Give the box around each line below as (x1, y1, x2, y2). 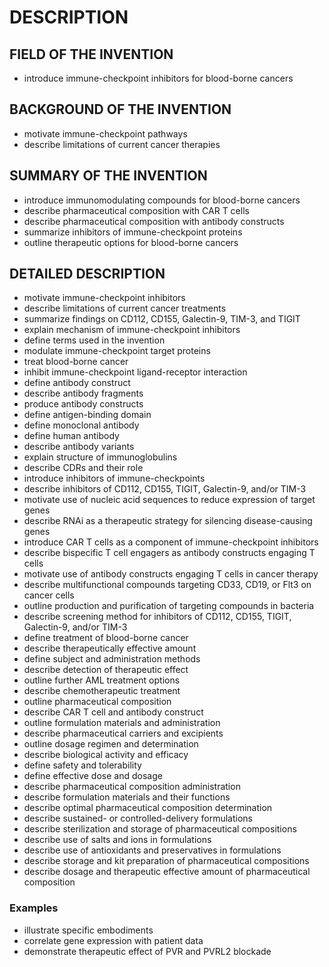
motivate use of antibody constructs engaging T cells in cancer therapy (23, 568, 319, 580)
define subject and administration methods (23, 653, 201, 665)
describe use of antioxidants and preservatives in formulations (23, 844, 282, 856)
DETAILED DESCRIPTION (9, 266, 166, 283)
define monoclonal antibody (23, 419, 140, 431)
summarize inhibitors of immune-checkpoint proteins (23, 226, 243, 238)
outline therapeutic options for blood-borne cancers (23, 236, 239, 248)
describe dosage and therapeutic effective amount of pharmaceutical (23, 866, 311, 878)
